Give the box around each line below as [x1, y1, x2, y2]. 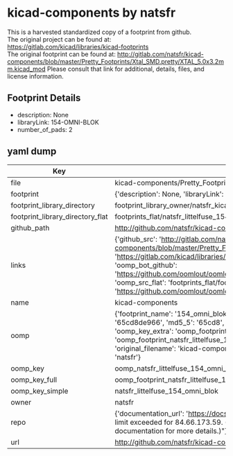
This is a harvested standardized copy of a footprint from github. [7, 28, 192, 36]
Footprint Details [7, 92, 81, 104]
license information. [7, 71, 64, 81]
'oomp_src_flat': [114, 278, 166, 287]
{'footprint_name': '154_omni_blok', [114, 309, 231, 319]
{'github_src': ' [114, 234, 162, 244]
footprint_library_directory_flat [10, 212, 108, 221]
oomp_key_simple [10, 386, 69, 396]
